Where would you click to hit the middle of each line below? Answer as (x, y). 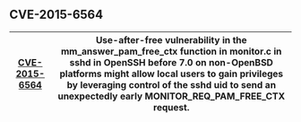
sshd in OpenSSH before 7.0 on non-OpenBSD (171, 62)
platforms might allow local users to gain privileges (172, 74)
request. (172, 107)
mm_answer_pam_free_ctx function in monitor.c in (172, 51)
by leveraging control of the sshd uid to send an (171, 84)
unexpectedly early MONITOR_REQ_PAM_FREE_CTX (172, 96)
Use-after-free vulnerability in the (172, 39)
